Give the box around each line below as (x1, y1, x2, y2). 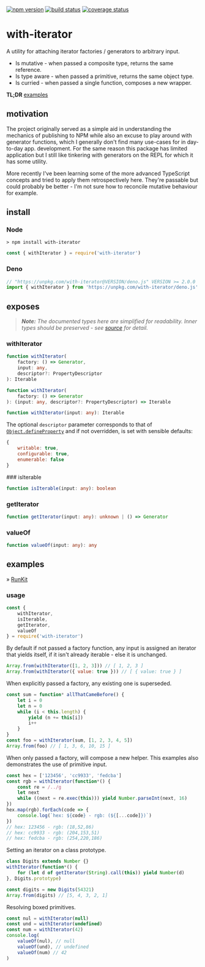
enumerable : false (17, 456, 64, 463)
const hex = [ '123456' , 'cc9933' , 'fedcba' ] (6, 772, 122, 778)
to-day (6, 144, 23, 152)
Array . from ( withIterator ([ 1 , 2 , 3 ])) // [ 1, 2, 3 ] (6, 663, 144, 669)
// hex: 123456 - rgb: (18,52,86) (6, 824, 95, 830)
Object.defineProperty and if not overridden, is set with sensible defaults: (6, 428, 193, 435)
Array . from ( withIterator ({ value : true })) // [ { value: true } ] (6, 668, 182, 675)
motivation (6, 109, 49, 119)
